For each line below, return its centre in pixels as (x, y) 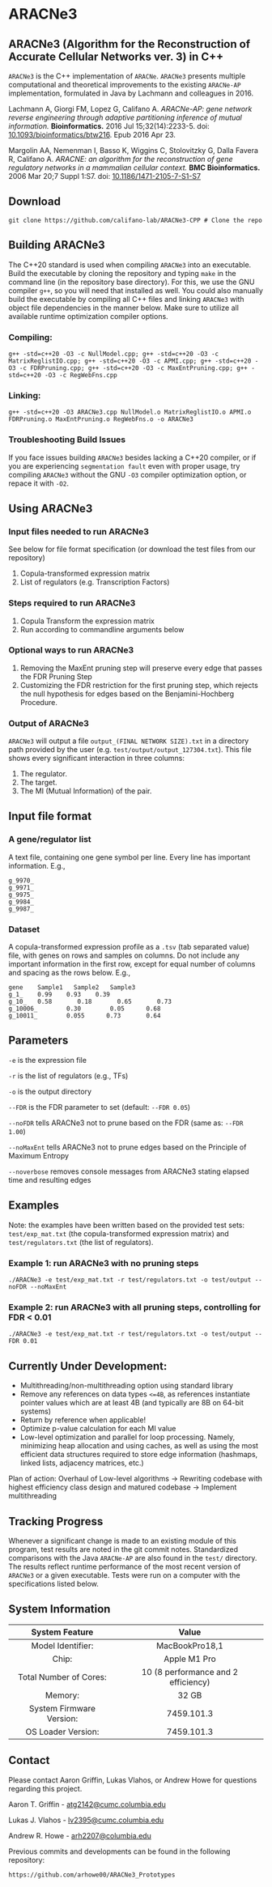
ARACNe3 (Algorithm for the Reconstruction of (130, 44)
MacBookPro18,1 (190, 1646)
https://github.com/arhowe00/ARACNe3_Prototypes (92, 1875)
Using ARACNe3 (51, 508)
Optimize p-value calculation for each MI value (98, 1429)
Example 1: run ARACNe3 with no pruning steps (104, 1263)
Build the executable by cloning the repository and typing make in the (122, 273)
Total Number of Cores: (62, 1677)
